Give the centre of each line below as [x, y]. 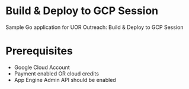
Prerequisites [39, 51]
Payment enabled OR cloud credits [56, 73]
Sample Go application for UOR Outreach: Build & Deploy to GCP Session [94, 27]
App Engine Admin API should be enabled [65, 80]
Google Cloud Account [42, 67]
